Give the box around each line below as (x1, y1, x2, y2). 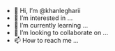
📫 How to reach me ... (13, 37, 79, 44)
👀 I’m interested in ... (13, 14, 73, 22)
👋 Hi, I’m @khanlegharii (13, 7, 82, 14)
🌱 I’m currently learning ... (13, 21, 89, 29)
